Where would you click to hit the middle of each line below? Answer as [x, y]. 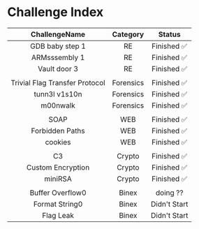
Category [128, 34]
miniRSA [58, 179]
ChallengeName [58, 34]
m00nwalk [58, 105]
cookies [58, 142]
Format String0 [58, 204]
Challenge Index [55, 12]
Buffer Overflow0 [58, 193]
